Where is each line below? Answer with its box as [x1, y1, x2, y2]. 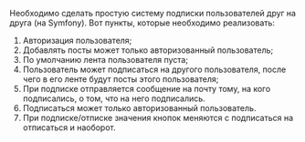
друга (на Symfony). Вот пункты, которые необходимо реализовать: [9, 17, 276, 28]
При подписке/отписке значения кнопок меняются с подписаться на [22, 113, 294, 123]
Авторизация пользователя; [22, 35, 132, 46]
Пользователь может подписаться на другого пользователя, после [22, 64, 287, 75]
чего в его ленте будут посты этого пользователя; [22, 74, 219, 85]
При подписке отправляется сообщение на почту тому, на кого [22, 84, 271, 94]
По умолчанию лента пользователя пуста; [22, 55, 189, 65]
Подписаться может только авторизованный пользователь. [22, 103, 257, 113]
